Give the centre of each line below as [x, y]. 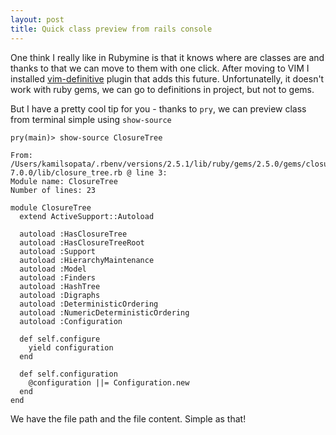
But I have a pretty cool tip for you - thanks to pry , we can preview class [158, 108]
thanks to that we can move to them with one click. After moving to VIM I [160, 68]
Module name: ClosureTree [64, 181]
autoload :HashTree [60, 286]
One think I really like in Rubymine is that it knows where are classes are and [167, 57]
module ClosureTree [51, 207]
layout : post [37, 19]
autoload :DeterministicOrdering [89, 304]
